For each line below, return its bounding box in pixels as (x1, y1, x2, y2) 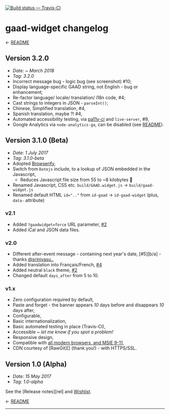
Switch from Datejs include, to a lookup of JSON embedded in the (12, 165, 151, 172)
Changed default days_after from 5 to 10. (12, 272, 99, 279)
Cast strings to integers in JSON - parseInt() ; (12, 99, 109, 106)
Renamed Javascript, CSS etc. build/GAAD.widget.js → (12, 182, 128, 188)
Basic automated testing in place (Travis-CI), (12, 324, 106, 330)
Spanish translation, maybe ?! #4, (12, 111, 82, 117)
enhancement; (12, 89, 43, 95)
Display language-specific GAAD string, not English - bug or (12, 84, 138, 90)
